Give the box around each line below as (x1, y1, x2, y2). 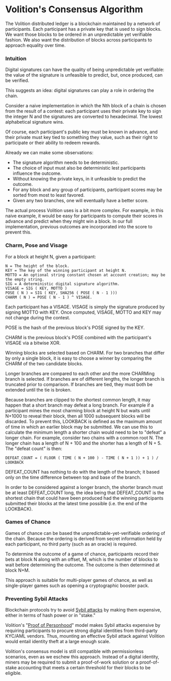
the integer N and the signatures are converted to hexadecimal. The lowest (5, 113, 163, 120)
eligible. (5, 670, 22, 676)
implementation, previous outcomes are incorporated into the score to (5, 224, 153, 230)
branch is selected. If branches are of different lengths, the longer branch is (5, 375, 165, 382)
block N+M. (5, 567, 30, 573)
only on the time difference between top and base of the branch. (5, 474, 141, 480)
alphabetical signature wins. (5, 119, 65, 125)
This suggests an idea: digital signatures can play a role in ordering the (5, 87, 154, 93)
